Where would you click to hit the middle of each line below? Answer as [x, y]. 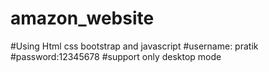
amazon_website [82, 18]
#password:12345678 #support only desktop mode [116, 56]
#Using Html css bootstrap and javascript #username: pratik [134, 46]
